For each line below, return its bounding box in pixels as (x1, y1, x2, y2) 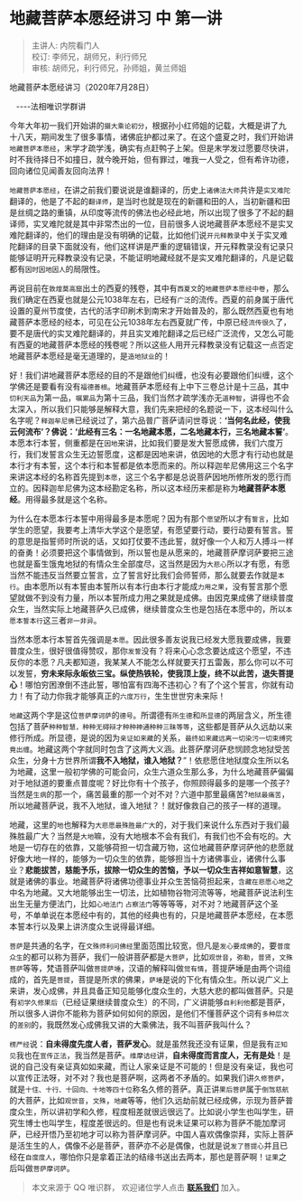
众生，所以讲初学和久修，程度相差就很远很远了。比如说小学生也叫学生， (16, 1106, 286, 1117)
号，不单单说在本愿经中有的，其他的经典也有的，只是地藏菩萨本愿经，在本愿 (9, 909, 294, 920)
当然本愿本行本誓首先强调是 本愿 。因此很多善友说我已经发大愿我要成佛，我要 (9, 633, 291, 644)
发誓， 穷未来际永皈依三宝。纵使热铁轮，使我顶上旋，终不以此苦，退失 (16, 668, 278, 679)
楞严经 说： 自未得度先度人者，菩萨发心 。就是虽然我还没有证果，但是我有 (9, 1038, 275, 1049)
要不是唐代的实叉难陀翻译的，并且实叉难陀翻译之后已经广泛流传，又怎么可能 (9, 327, 294, 339)
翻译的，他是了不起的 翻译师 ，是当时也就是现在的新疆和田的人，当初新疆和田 (9, 195, 290, 206)
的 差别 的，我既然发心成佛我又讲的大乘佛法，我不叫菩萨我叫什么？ (9, 1018, 252, 1030)
